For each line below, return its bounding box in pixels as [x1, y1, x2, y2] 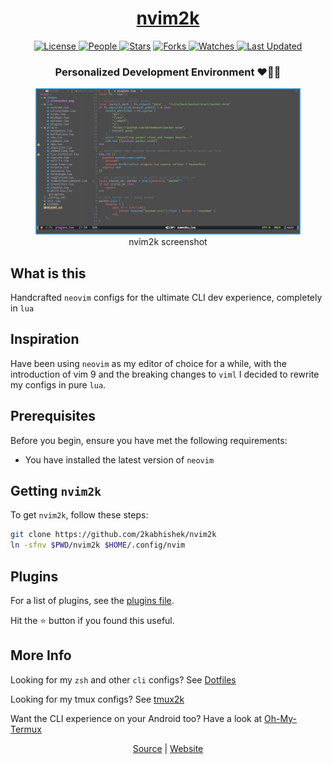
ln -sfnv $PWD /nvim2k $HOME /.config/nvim [10, 540, 186, 551]
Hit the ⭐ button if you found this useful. [10, 614, 175, 626]
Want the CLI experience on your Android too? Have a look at [10, 712, 263, 724]
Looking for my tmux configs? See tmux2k [10, 693, 185, 705]
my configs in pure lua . [10, 378, 107, 391]
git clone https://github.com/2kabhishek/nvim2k [10, 530, 217, 540]
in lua [10, 302, 35, 314]
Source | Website [132, 742, 204, 754]
